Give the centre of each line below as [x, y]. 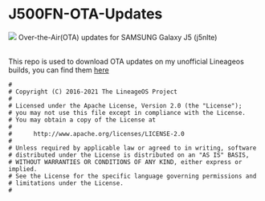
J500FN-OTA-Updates [86, 14]
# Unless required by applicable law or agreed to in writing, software [132, 148]
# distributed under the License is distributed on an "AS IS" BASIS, [129, 155]
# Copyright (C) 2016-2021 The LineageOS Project [93, 92]
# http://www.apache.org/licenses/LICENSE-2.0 [96, 133]
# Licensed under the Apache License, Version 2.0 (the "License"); [125, 105]
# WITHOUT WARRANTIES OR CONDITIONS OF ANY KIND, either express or [125, 162]
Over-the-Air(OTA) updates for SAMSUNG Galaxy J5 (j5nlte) [118, 37]
